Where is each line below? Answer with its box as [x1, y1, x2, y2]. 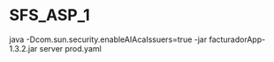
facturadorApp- [209, 34, 266, 45]
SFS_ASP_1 [9, 5, 90, 25]
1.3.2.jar [9, 43, 38, 53]
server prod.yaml [39, 43, 102, 53]
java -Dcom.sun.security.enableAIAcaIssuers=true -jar [9, 34, 208, 45]
